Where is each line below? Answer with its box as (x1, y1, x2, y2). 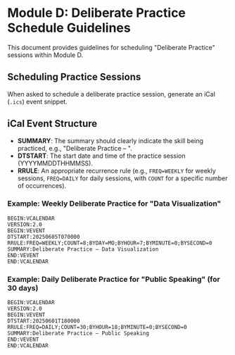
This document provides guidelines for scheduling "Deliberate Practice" (7, 43, 216, 51)
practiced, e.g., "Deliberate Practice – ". (17, 144, 132, 152)
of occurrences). (17, 181, 67, 189)
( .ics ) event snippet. (7, 97, 68, 106)
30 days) (7, 283, 39, 293)
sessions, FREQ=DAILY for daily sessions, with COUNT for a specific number (17, 174, 228, 182)
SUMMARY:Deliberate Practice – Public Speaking (7, 330, 150, 337)
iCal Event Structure (7, 118, 98, 130)
